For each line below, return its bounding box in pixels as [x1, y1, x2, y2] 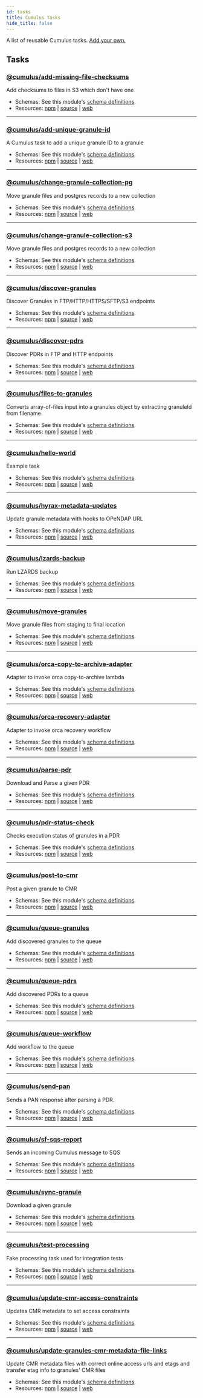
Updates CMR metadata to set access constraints [6, 1307, 130, 1314]
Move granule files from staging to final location [6, 621, 126, 628]
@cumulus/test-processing [6, 1241, 89, 1249]
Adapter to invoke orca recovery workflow [6, 726, 111, 734]
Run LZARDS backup [6, 568, 59, 575]
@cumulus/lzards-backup [6, 554, 85, 563]
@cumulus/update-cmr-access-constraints [6, 1293, 138, 1302]
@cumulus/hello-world [6, 448, 76, 457]
